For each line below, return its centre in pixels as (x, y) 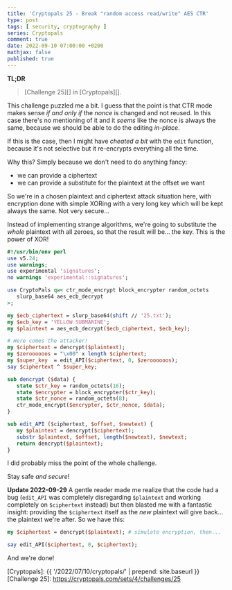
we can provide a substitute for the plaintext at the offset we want (111, 183)
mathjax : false (29, 53)
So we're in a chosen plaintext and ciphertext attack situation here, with (109, 196)
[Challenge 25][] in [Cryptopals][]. (73, 92)
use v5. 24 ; (23, 258)
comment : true (28, 40)
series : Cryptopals (35, 33)
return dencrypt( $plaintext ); (60, 444)
